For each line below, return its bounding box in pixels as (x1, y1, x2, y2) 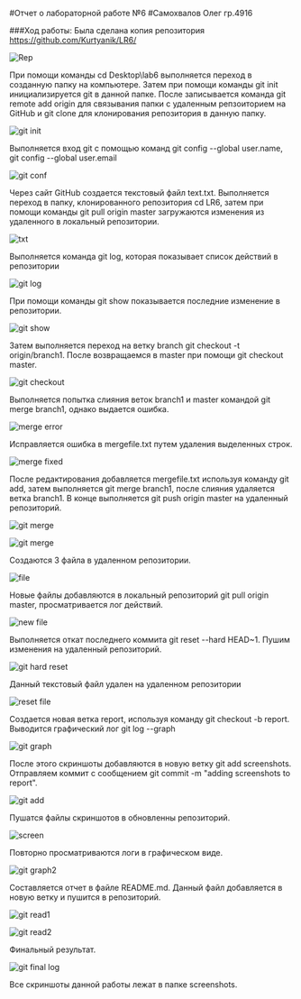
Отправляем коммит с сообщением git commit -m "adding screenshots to (9, 768, 291, 778)
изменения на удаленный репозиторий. (9, 644, 162, 655)
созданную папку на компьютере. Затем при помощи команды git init (9, 79, 278, 89)
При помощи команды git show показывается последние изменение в (9, 296, 281, 306)
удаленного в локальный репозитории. (9, 216, 160, 226)
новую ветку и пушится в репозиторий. (9, 892, 161, 903)
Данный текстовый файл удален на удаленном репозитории (9, 679, 242, 689)
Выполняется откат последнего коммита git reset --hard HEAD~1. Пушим (9, 635, 290, 645)
